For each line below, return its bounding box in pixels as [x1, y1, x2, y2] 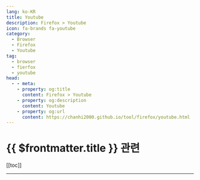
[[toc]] [6, 162, 22, 169]
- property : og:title [17, 86, 70, 92]
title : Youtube [6, 14, 44, 20]
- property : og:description [17, 97, 86, 103]
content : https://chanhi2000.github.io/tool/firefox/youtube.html [21, 114, 190, 120]
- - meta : [11, 81, 36, 87]
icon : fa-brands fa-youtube [6, 25, 76, 32]
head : [6, 75, 20, 81]
